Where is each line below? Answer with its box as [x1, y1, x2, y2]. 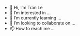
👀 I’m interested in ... [9, 10, 51, 16]
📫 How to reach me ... [9, 26, 55, 31]
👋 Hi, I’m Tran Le [9, 5, 43, 10]
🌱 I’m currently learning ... [9, 15, 62, 20]
